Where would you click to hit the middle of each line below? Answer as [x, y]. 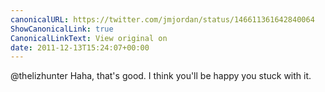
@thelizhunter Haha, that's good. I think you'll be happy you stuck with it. [161, 76]
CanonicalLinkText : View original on [89, 38]
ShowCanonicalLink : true [62, 29]
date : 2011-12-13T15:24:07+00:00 [80, 47]
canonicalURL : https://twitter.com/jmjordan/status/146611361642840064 [162, 19]
